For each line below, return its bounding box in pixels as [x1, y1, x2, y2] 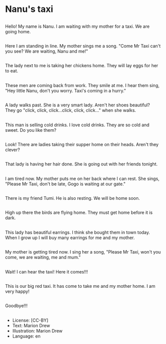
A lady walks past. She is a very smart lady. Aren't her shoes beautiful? [5, 102, 150, 108]
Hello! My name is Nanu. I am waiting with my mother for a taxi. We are [5, 23, 150, 29]
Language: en [12, 333, 41, 339]
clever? [5, 147, 20, 153]
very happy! [5, 288, 30, 294]
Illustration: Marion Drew [12, 328, 63, 334]
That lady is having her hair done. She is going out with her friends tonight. [5, 161, 158, 167]
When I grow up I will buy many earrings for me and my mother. [5, 235, 135, 241]
